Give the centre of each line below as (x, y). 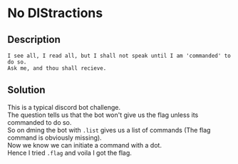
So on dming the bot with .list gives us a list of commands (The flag (109, 130)
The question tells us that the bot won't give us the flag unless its (103, 115)
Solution (26, 90)
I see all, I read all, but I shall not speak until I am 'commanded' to (119, 56)
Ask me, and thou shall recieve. (57, 68)
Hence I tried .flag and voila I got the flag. (69, 153)
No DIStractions (55, 13)
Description (34, 40)
